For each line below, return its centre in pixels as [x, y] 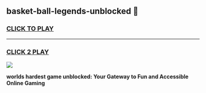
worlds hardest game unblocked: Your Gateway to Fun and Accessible [97, 76]
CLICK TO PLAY [30, 29]
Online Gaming [26, 83]
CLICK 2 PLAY [28, 51]
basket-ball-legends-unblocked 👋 [73, 11]
